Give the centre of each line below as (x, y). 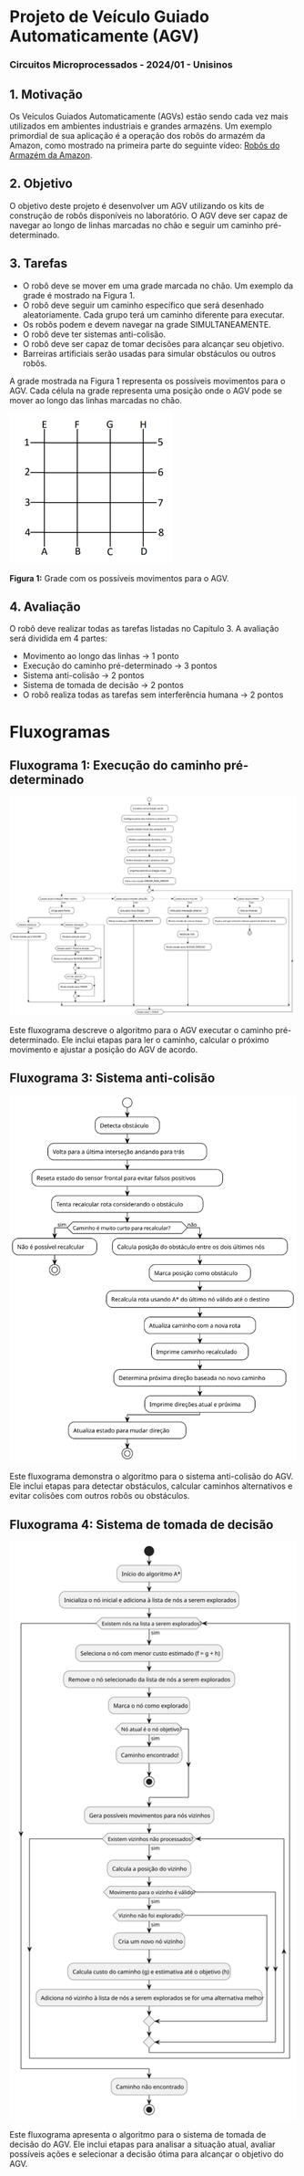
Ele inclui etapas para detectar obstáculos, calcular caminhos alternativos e (151, 1486)
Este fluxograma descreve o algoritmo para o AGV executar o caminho (142, 1030)
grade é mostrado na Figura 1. (79, 295)
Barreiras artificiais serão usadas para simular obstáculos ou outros (149, 353)
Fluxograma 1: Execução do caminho (115, 765)
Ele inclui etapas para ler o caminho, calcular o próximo (165, 1040)
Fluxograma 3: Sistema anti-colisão (112, 1078)
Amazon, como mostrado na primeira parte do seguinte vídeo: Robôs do (145, 145)
